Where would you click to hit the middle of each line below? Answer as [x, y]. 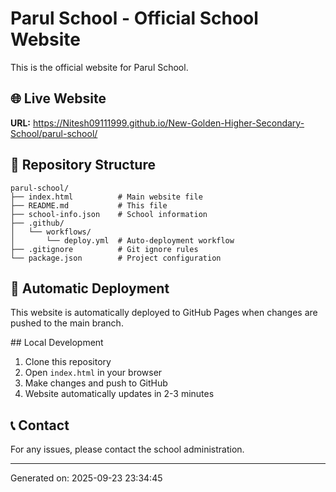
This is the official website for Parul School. [99, 67]
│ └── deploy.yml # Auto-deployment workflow [122, 240]
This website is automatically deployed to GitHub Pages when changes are [164, 313]
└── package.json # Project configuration [116, 258]
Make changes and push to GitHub [96, 383]
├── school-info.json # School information [109, 214]
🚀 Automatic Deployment [90, 288]
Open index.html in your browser [93, 373]
